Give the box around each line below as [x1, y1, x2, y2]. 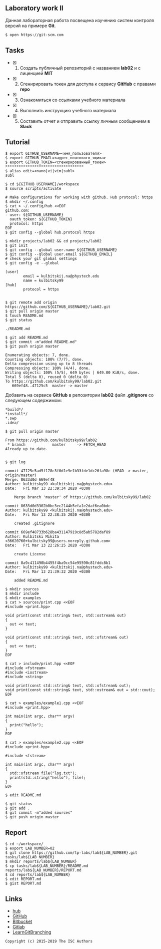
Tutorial [5, 138, 30, 146]
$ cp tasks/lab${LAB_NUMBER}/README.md [5, 863, 88, 868]
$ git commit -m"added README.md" [5, 340, 77, 345]
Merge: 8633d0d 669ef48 [5, 477, 55, 482]
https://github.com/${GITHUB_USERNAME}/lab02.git [5, 304, 111, 309]
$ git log [5, 460, 26, 465]
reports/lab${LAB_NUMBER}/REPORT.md [5, 868, 81, 873]
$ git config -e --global [5, 260, 59, 266]
